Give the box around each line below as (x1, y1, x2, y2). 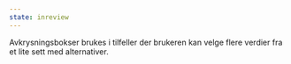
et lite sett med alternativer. (9, 46, 109, 57)
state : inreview (9, 12, 69, 22)
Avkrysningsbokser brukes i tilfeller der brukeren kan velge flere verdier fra (9, 37, 283, 47)
